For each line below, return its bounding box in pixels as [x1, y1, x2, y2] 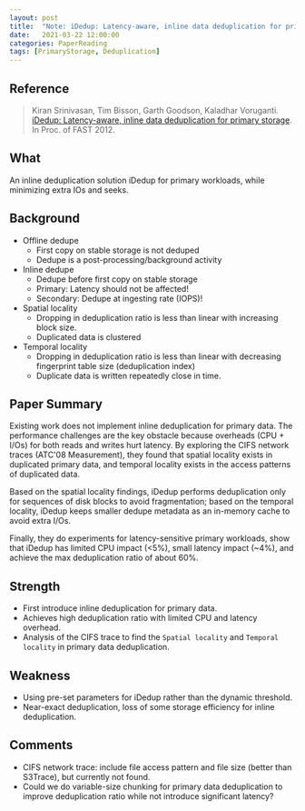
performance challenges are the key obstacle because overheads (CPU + [9, 430, 285, 441]
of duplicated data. [9, 469, 80, 480]
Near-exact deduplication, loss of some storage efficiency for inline [22, 702, 275, 712]
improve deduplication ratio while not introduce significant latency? [22, 790, 274, 801]
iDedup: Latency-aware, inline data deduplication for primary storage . [31, 115, 292, 125]
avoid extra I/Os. [9, 516, 71, 526]
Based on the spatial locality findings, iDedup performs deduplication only [9, 486, 286, 497]
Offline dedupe [22, 235, 79, 245]
